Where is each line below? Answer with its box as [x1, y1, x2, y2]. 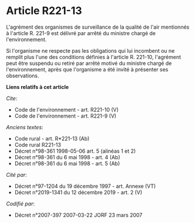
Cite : [6, 95, 18, 102]
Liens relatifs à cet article [6, 83, 69, 90]
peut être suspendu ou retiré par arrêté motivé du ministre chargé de [6, 60, 172, 67]
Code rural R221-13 [14, 141, 61, 148]
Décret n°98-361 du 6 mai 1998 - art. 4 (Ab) [14, 153, 121, 160]
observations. [6, 72, 39, 79]
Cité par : [6, 171, 28, 178]
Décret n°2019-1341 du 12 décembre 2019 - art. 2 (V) [14, 188, 142, 195]
